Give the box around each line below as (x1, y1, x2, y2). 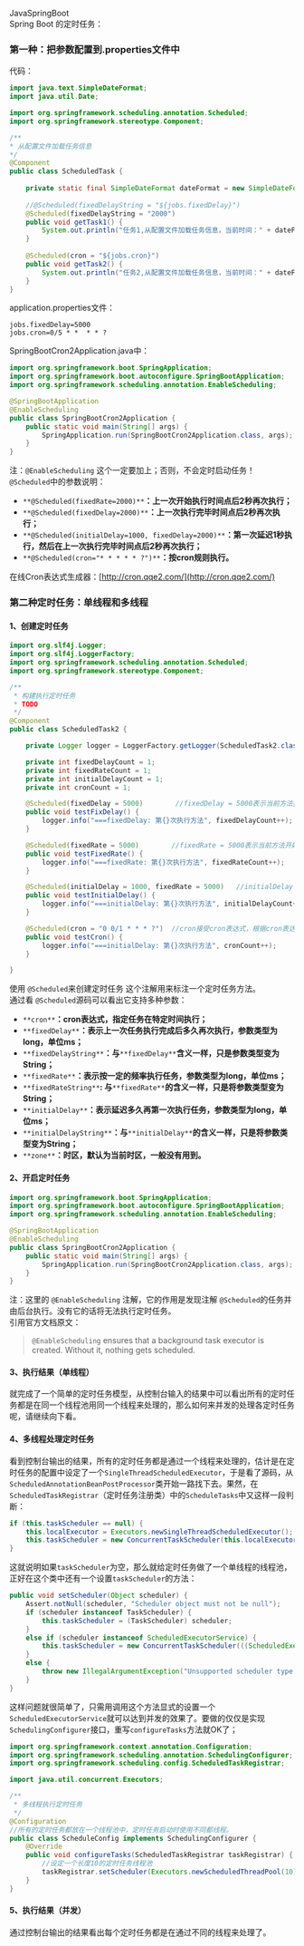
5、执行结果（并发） (9, 1905, 86, 1916)
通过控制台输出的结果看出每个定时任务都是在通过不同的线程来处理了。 (9, 1926, 271, 1938)
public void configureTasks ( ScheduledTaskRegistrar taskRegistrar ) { (25, 1851, 294, 1860)
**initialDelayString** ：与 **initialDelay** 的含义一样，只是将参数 (22, 1128, 280, 1138)
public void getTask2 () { (25, 259, 124, 268)
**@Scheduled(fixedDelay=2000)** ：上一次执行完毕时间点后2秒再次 (22, 507, 273, 518)
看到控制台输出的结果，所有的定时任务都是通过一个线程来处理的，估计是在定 (9, 1455, 295, 1467)
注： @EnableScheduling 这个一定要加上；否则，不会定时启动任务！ (9, 465, 255, 476)
